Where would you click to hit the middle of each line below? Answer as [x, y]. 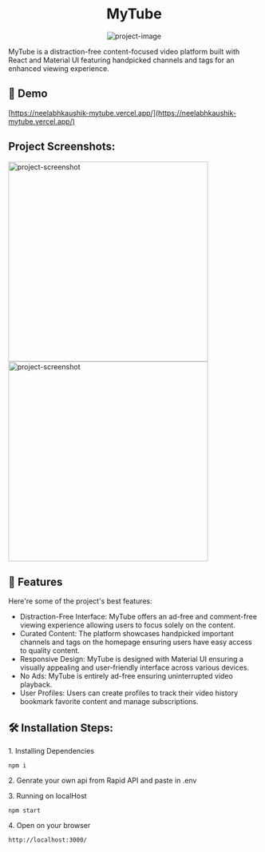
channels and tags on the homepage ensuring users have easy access [136, 642]
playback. [36, 685]
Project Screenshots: [62, 147]
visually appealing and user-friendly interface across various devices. [134, 667]
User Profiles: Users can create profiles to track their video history [129, 693]
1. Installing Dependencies [51, 751]
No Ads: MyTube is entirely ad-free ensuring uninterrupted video [126, 676]
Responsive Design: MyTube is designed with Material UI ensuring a [131, 659]
